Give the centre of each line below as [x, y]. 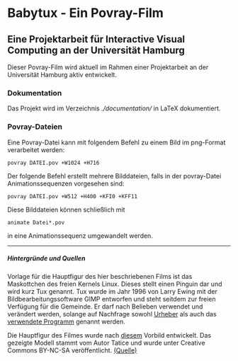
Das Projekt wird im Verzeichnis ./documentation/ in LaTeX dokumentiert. [114, 108]
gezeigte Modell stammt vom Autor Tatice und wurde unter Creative [106, 343]
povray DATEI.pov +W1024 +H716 [53, 163]
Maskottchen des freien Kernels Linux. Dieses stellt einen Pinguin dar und [115, 284]
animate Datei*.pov [36, 222]
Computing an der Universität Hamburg [96, 50]
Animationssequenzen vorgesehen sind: [66, 183]
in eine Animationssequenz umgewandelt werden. [80, 236]
